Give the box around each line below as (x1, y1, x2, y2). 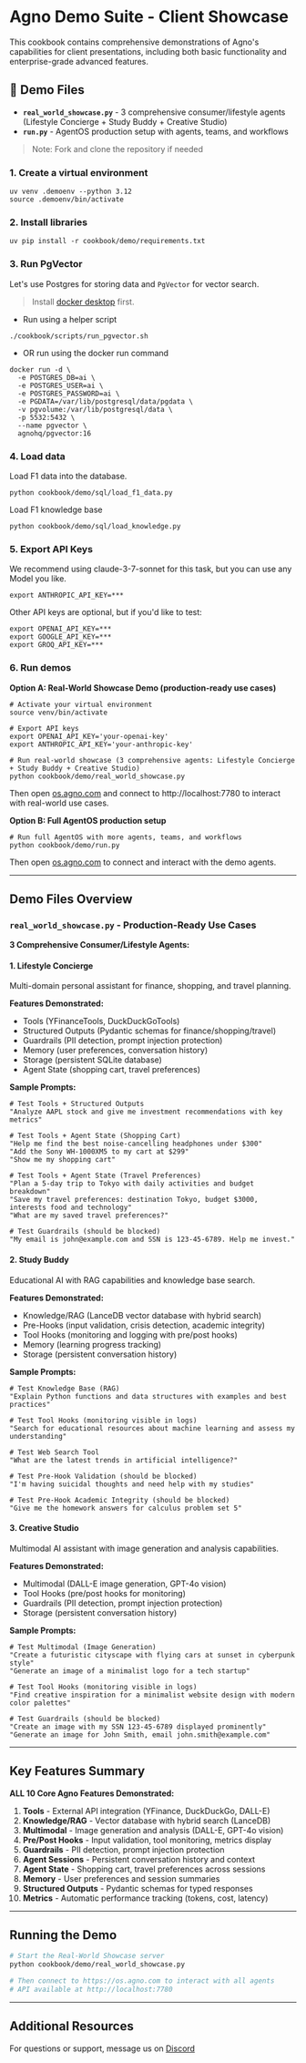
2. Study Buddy (9, 1255, 70, 1266)
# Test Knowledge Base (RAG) (9, 1383, 120, 1393)
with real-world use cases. (9, 797, 109, 808)
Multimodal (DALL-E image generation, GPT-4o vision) (22, 1578, 227, 1589)
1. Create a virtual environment (9, 166, 148, 179)
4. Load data (9, 449, 66, 462)
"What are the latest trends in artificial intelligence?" (9, 1455, 239, 1464)
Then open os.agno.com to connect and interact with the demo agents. (9, 857, 277, 867)
